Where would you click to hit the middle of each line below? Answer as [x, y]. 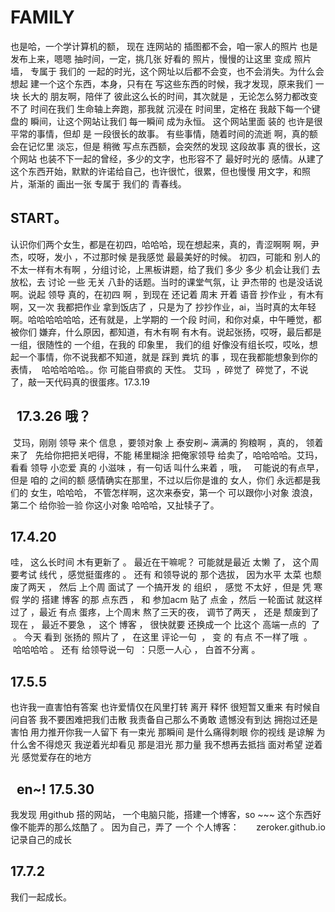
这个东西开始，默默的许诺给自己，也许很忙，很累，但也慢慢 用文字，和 [156, 171]
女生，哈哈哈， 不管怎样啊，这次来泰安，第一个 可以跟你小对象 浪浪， [173, 492]
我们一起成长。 [41, 897]
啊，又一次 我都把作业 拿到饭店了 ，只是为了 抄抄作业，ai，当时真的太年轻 [163, 307]
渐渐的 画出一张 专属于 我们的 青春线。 [107, 183]
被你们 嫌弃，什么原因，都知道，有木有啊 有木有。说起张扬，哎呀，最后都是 [166, 332]
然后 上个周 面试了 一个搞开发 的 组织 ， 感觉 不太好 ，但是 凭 [185, 587]
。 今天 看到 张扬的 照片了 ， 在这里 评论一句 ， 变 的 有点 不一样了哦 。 [162, 637]
